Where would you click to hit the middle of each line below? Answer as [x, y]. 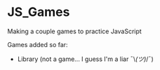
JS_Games [39, 12]
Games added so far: [38, 44]
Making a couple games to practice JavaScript [74, 31]
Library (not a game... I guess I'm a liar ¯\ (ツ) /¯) [86, 59]
